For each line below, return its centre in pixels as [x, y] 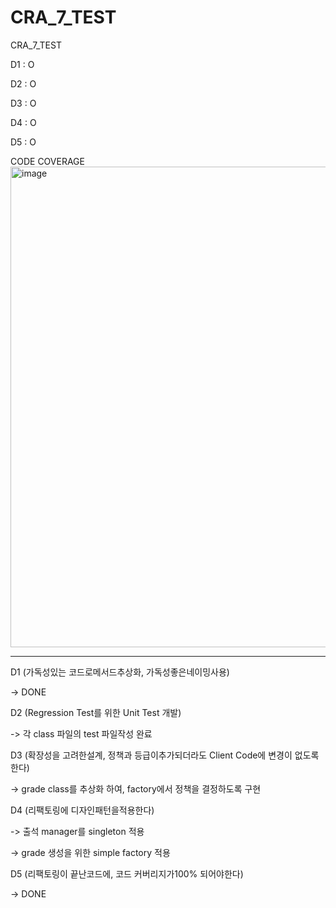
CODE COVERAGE [47, 161]
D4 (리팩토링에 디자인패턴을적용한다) [82, 810]
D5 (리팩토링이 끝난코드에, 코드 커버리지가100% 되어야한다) [127, 873]
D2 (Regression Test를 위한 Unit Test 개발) [96, 712]
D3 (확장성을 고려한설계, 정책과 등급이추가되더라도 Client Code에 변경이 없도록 [165, 755]
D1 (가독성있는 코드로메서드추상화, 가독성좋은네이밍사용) [120, 672]
